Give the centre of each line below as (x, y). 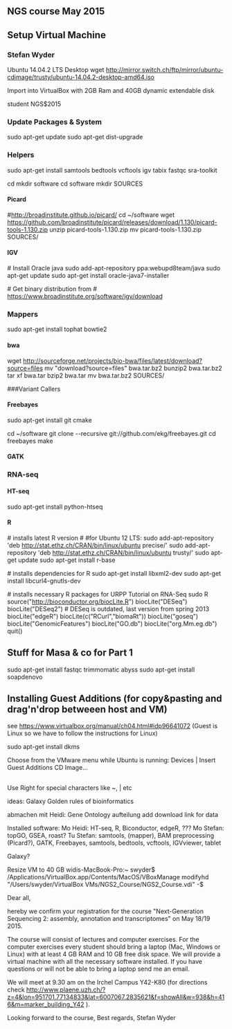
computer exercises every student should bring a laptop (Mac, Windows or (114, 947)
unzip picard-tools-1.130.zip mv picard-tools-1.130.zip (126, 229)
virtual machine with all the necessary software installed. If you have (105, 961)
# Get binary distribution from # (52, 289)
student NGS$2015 (34, 104)
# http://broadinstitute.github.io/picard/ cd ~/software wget (91, 215)
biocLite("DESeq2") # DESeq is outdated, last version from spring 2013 (108, 608)
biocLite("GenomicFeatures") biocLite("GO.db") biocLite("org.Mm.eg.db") (112, 624)
